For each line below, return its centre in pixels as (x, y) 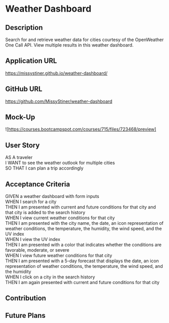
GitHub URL (24, 89)
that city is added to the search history (45, 213)
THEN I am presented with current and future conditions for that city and (81, 207)
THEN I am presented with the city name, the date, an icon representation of (84, 223)
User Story (22, 145)
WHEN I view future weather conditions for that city (59, 256)
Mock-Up (20, 117)
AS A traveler (19, 157)
